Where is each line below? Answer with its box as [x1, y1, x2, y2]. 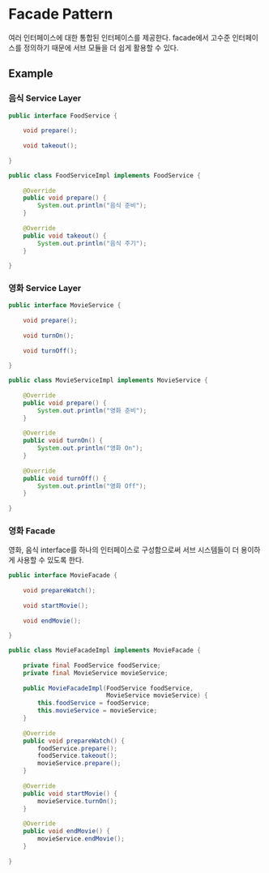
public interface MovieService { [8, 302, 122, 310]
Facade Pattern [8, 5, 113, 24]
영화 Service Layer [8, 283, 82, 294]
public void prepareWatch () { [23, 737, 126, 745]
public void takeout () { [23, 232, 107, 240]
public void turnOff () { [23, 474, 107, 482]
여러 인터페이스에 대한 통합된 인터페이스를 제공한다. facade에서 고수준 [8, 32, 231, 42]
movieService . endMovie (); [37, 835, 126, 843]
